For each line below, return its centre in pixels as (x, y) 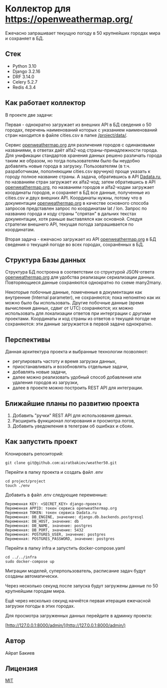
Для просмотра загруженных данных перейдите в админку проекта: (79, 615)
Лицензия (21, 669)
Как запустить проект (41, 442)
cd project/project (25, 481)
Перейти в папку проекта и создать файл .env (54, 472)
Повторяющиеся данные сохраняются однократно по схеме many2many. (83, 282)
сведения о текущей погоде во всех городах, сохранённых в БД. (75, 244)
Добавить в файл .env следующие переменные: (56, 495)
